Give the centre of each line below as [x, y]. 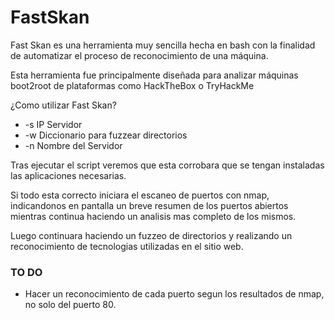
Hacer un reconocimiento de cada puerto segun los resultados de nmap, [174, 294]
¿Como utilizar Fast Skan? [63, 105]
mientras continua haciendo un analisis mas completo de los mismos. [153, 216]
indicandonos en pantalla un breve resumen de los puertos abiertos [149, 205]
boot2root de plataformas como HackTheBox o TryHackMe [132, 85]
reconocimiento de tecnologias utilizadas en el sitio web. [127, 246]
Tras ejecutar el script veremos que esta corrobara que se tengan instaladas [167, 165]
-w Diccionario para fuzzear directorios [106, 135]
